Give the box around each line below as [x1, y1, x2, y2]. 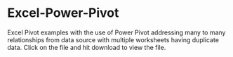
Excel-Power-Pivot [7, 5, 119, 21]
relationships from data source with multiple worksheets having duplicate [7, 35, 220, 44]
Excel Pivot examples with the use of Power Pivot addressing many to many [7, 28, 226, 37]
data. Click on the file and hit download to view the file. [7, 43, 166, 51]
